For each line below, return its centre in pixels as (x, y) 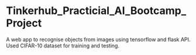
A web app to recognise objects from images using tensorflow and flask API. (98, 39)
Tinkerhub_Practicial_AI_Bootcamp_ (96, 11)
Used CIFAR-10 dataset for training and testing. (63, 46)
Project (24, 23)
